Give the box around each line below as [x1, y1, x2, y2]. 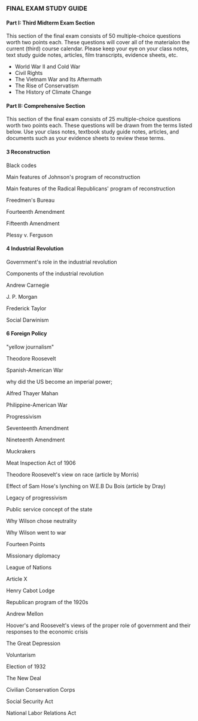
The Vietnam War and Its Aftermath [14, 76, 102, 83]
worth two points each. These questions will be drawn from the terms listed [6, 122, 193, 129]
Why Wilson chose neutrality [6, 517, 77, 525]
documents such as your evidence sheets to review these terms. [6, 135, 166, 142]
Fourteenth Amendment [6, 208, 65, 215]
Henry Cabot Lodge [6, 587, 55, 594]
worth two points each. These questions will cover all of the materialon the [6, 39, 190, 46]
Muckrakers [6, 447, 36, 455]
